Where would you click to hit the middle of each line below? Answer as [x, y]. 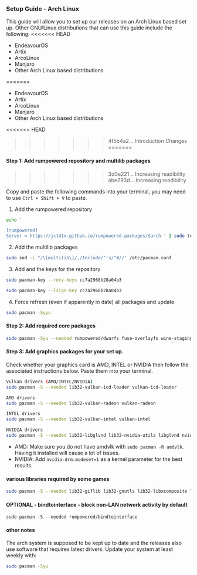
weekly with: [21, 556]
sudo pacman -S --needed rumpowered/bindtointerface [72, 517]
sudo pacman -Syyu [28, 312]
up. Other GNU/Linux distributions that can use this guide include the [89, 28]
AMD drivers [21, 398]
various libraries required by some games [58, 479]
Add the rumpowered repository [53, 209]
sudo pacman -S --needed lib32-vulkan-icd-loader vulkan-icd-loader [91, 387]
